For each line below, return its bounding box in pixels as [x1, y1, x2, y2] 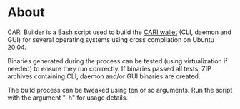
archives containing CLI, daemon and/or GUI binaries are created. [7, 72, 201, 81]
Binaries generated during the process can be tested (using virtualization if [7, 56, 228, 65]
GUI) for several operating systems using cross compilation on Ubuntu [7, 35, 214, 43]
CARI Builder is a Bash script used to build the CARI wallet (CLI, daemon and [7, 28, 232, 36]
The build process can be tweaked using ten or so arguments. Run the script [7, 85, 233, 94]
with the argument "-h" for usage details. [7, 93, 129, 102]
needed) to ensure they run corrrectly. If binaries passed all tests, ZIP [7, 64, 212, 73]
